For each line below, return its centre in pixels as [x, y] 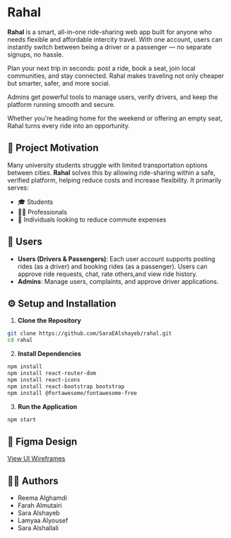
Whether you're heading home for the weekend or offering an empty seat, [115, 118]
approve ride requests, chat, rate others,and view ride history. [107, 274]
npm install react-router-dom [52, 373]
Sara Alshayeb [38, 513]
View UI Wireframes [36, 459]
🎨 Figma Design [42, 441]
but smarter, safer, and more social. [59, 83]
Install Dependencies [49, 354]
